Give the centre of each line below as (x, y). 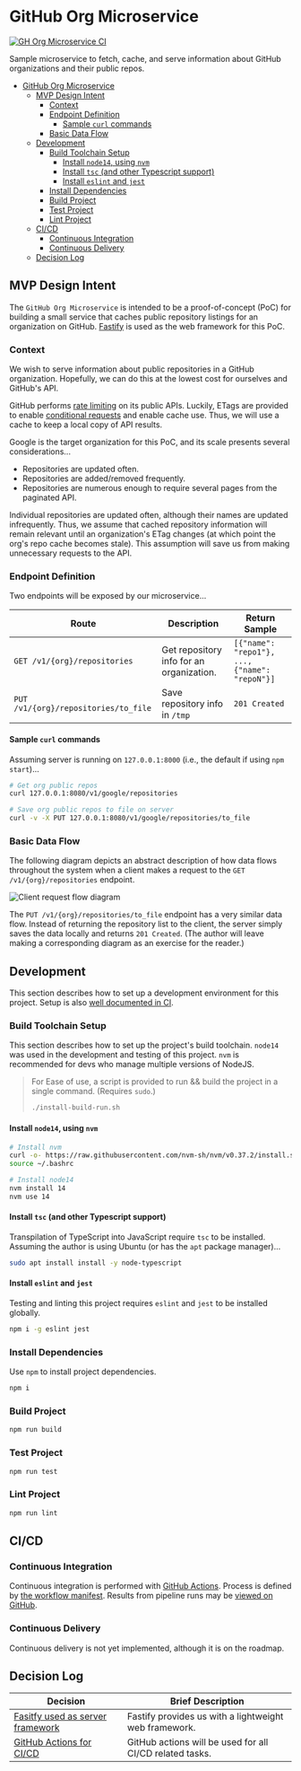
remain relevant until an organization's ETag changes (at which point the (142, 534)
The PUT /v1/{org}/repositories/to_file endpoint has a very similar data (146, 915)
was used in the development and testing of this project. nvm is (125, 1055)
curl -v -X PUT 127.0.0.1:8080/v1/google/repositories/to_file (130, 819)
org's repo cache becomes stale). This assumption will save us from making (150, 544)
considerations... (40, 452)
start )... (25, 768)
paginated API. (49, 498)
